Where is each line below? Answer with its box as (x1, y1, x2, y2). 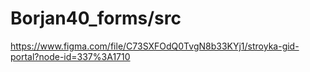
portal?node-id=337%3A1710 (10, 50, 131, 62)
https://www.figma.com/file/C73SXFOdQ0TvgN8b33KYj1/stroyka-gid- (10, 40, 300, 52)
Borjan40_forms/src (10, 7, 182, 30)
